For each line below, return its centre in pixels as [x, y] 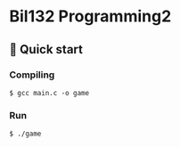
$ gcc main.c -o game [49, 93]
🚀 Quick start [46, 49]
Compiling [32, 75]
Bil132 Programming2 [90, 16]
